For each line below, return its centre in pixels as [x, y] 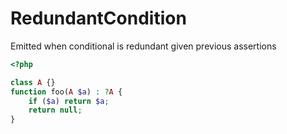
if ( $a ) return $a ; [69, 101]
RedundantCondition [98, 18]
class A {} [33, 82]
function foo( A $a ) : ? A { [66, 92]
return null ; [55, 110]
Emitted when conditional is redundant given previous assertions [143, 46]
